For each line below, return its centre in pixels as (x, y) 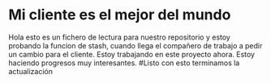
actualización (31, 71)
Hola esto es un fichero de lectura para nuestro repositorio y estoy (120, 37)
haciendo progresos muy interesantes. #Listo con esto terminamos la (124, 63)
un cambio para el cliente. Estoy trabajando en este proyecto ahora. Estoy (132, 54)
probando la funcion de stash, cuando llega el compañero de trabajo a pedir (135, 45)
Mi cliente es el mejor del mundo (120, 15)
